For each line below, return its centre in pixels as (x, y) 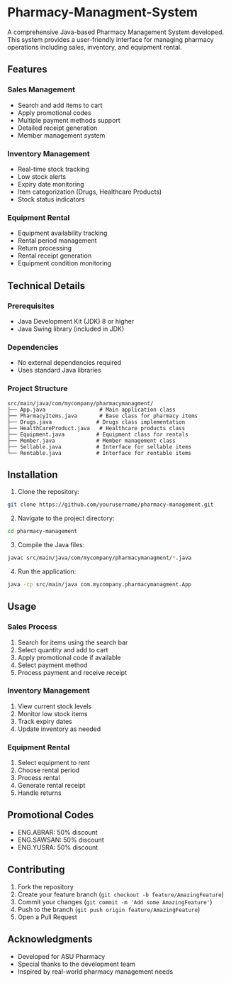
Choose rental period (49, 770)
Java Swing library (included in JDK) (71, 329)
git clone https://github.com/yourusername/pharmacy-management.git (111, 505)
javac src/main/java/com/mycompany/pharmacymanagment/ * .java (100, 558)
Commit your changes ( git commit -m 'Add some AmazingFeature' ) (115, 901)
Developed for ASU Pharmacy (61, 956)
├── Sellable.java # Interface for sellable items (100, 447)
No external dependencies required (69, 363)
